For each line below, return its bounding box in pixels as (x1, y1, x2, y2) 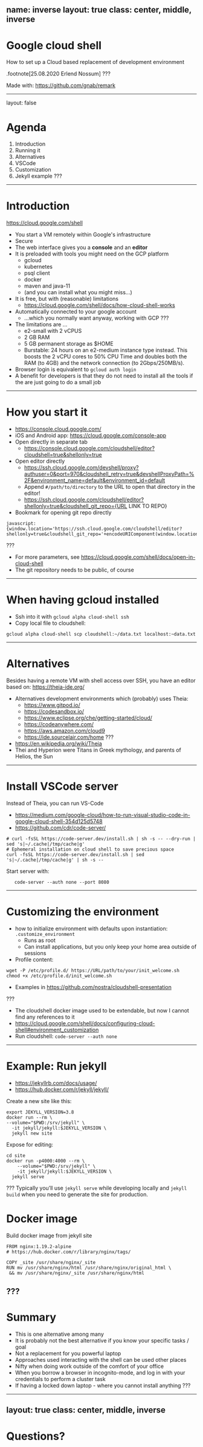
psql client (24, 269, 50, 277)
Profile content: (14, 956, 54, 963)
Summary (6, 1310, 56, 1324)
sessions (24, 949, 47, 956)
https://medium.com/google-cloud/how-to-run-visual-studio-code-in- (14, 811, 190, 818)
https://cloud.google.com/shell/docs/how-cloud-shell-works (24, 301, 175, 309)
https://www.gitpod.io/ (24, 701, 80, 709)
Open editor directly (14, 457, 65, 465)
